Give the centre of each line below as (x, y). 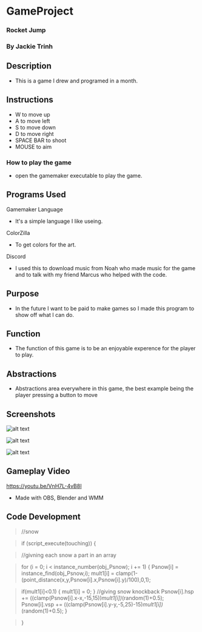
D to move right (34, 134)
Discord (16, 256)
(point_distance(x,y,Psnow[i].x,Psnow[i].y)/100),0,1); (86, 579)
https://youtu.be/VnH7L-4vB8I (44, 486)
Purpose (23, 294)
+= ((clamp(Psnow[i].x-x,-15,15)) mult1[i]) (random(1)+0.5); (93, 598)
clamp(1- (127, 573)
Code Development (43, 517)
